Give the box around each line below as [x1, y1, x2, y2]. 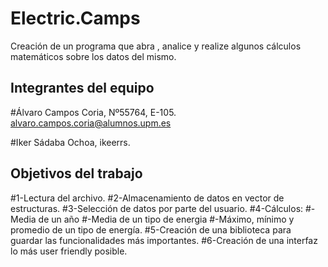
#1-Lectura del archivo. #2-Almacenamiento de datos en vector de [10, 192, 285, 204]
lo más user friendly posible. [10, 245, 128, 257]
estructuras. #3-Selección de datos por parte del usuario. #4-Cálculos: [10, 202, 304, 214]
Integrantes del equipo [10, 80, 155, 97]
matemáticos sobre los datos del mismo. [10, 50, 177, 62]
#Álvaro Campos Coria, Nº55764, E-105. [10, 106, 177, 118]
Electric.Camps [10, 7, 141, 30]
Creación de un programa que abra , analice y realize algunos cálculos [10, 40, 302, 52]
